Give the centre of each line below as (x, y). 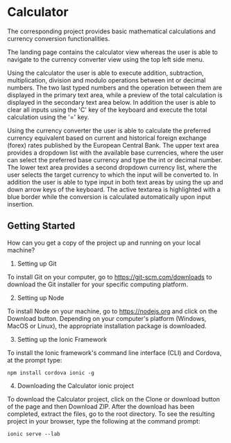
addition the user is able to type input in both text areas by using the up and (115, 182)
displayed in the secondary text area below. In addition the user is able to (112, 102)
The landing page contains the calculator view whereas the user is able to (113, 52)
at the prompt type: (35, 360)
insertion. (21, 204)
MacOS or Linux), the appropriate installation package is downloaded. (107, 326)
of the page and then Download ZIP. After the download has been (101, 406)
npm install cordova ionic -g (51, 373)
